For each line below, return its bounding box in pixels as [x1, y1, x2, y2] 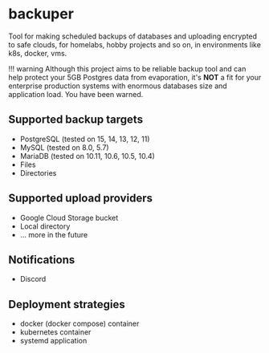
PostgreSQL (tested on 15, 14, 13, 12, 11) [19, 134, 150, 144]
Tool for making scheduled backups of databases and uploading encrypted [8, 31, 258, 41]
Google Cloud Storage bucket [19, 213, 119, 222]
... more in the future [19, 229, 88, 239]
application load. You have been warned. [8, 89, 144, 99]
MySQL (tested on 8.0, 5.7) [19, 142, 110, 152]
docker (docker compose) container [19, 319, 140, 329]
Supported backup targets [8, 113, 143, 127]
